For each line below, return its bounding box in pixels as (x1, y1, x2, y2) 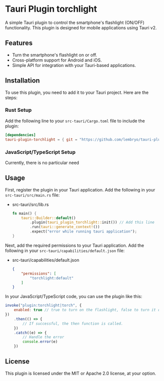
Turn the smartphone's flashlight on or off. (12, 52, 98, 58)
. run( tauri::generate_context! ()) (30, 225, 100, 230)
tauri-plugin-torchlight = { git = (5, 137, 78, 142)
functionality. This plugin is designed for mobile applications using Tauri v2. (5, 24, 157, 30)
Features (5, 39, 33, 47)
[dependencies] (5, 132, 36, 137)
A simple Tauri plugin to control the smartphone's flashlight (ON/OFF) (5, 20, 145, 25)
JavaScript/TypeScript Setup (5, 148, 76, 155)
